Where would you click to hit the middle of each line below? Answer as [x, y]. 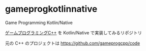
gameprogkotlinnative [51, 9]
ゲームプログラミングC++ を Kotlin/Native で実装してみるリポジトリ [73, 32]
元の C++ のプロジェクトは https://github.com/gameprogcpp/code [73, 43]
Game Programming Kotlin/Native [39, 23]
